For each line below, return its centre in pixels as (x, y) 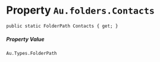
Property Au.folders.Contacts (80, 10)
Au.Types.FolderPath (32, 53)
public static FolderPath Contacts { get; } (62, 26)
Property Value (25, 39)
